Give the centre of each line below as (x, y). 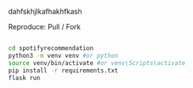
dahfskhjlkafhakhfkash (45, 11)
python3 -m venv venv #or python (63, 55)
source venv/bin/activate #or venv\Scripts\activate (97, 63)
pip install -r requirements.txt (63, 71)
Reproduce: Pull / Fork (45, 27)
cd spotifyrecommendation (51, 48)
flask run (25, 78)
